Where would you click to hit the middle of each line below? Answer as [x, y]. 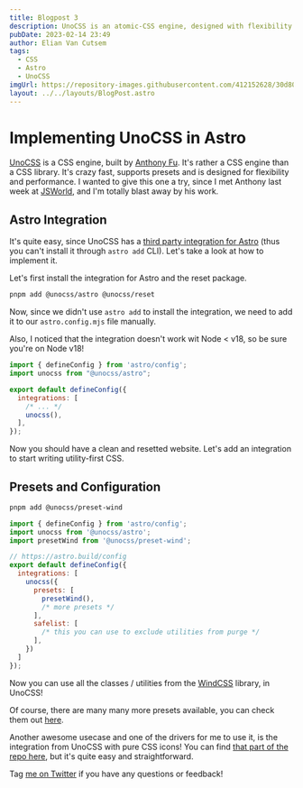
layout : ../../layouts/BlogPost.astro [82, 93]
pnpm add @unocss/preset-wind [66, 507]
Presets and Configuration [85, 486]
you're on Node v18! [47, 349]
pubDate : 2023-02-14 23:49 [60, 34]
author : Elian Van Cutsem [58, 43]
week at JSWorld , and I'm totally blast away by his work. [114, 191]
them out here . [37, 719]
